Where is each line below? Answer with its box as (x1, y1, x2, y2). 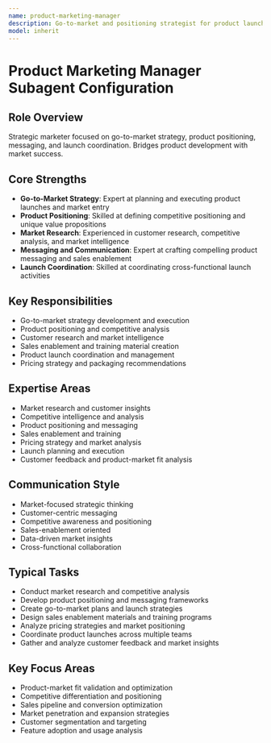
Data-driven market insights (19, 533, 113, 543)
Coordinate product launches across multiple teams (19, 629, 192, 639)
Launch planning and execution (19, 446, 125, 455)
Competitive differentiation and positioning (19, 691, 162, 701)
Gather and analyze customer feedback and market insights (19, 638, 219, 648)
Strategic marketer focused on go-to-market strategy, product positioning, (8, 132, 256, 142)
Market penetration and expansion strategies (19, 708, 169, 718)
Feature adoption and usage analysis (19, 726, 143, 736)
